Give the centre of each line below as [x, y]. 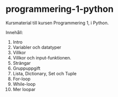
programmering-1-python [59, 9]
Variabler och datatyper [37, 47]
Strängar [22, 63]
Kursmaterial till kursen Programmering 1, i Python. [57, 23]
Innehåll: [14, 32]
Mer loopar [24, 89]
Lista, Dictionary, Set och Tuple [45, 73]
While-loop [24, 84]
